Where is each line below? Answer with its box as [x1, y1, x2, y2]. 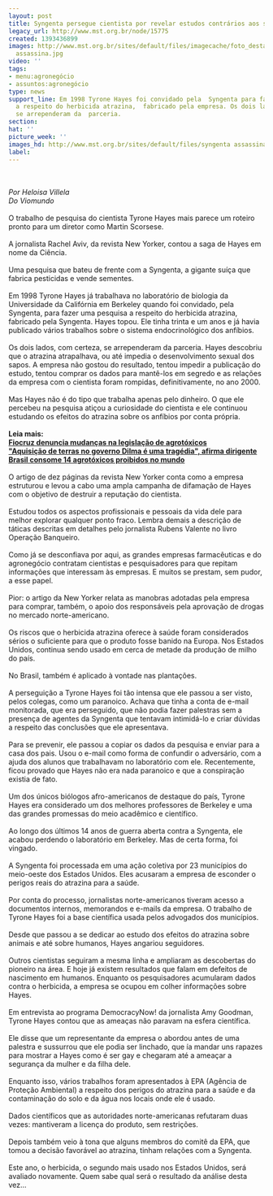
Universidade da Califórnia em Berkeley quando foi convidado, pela [8, 300, 234, 310]
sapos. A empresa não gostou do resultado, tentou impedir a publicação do [8, 360, 262, 370]
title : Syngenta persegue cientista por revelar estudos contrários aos [8, 19, 260, 28]
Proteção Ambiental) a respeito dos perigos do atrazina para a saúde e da [8, 1085, 256, 1095]
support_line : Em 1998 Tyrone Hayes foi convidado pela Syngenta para [8, 95, 256, 103]
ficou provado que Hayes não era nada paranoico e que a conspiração [8, 765, 245, 776]
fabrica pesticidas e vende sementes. [8, 274, 134, 284]
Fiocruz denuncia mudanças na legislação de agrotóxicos [8, 438, 207, 448]
